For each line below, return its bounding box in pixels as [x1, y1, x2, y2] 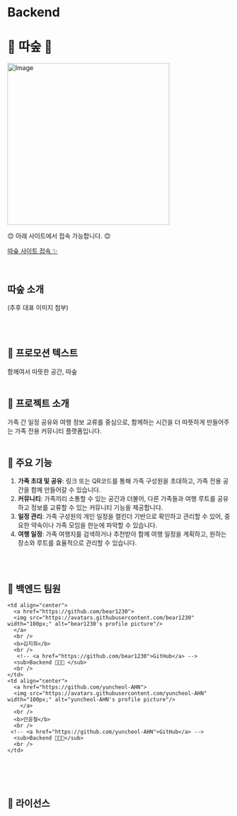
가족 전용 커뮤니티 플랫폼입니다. [14, 426, 102, 435]
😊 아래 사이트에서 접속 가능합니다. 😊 [7, 231, 111, 241]
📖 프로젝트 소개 [7, 398, 69, 410]
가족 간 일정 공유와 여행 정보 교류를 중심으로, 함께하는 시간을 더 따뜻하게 [7, 418, 205, 426]
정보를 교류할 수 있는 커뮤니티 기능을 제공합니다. [30, 503, 163, 512]
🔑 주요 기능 [7, 456, 53, 469]
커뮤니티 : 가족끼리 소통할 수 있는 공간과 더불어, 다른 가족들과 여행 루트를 [17, 495, 216, 503]
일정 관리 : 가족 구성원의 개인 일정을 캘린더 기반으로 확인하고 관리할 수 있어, [17, 512, 223, 521]
